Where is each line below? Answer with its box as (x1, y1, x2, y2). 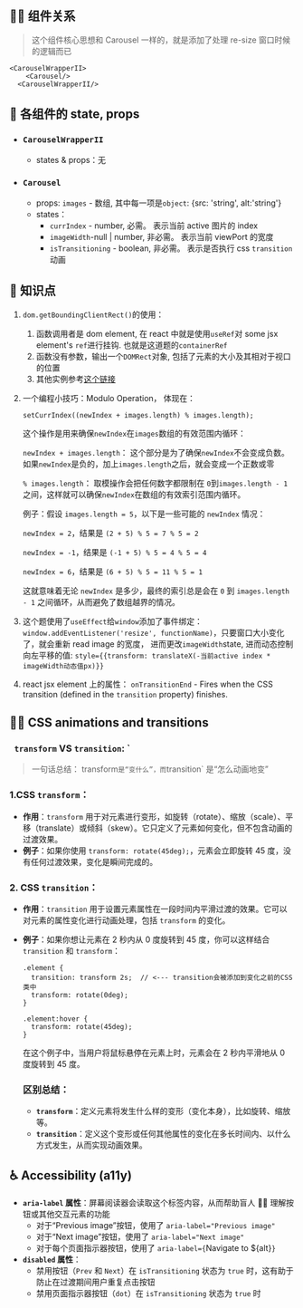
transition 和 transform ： (22, 945, 120, 956)
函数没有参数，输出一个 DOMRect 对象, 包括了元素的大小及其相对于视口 (35, 351, 291, 361)
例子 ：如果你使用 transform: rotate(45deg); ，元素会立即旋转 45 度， (22, 845, 283, 856)
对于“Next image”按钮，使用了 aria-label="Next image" (35, 1231, 245, 1242)
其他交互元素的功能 (38, 1208, 110, 1219)
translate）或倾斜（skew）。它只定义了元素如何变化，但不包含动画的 (38, 822, 293, 833)
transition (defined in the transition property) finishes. (22, 688, 228, 699)
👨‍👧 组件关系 (9, 8, 76, 24)
